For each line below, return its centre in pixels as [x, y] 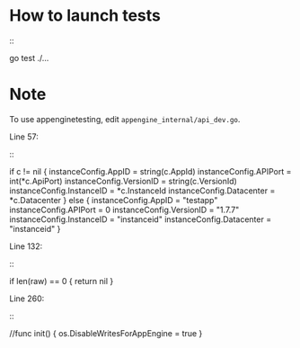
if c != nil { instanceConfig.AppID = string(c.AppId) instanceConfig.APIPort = [150, 171]
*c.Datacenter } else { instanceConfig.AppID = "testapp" [114, 200]
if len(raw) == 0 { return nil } [62, 281]
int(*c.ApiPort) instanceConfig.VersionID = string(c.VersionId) [124, 181]
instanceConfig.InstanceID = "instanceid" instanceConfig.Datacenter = [141, 219]
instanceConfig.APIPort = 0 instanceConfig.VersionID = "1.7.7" [124, 210]
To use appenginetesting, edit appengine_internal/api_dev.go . [125, 119]
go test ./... [29, 58]
